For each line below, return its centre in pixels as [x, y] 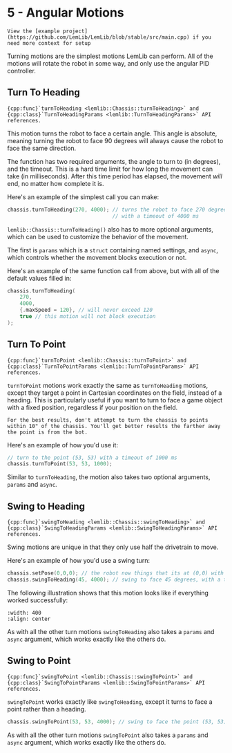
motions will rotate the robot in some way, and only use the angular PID [108, 63]
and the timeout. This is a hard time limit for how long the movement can [110, 169]
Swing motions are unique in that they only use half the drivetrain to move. [113, 547]
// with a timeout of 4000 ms [155, 216]
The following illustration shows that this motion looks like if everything [108, 593]
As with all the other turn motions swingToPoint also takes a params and [108, 735]
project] [75, 31]
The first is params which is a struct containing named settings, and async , [113, 250]
